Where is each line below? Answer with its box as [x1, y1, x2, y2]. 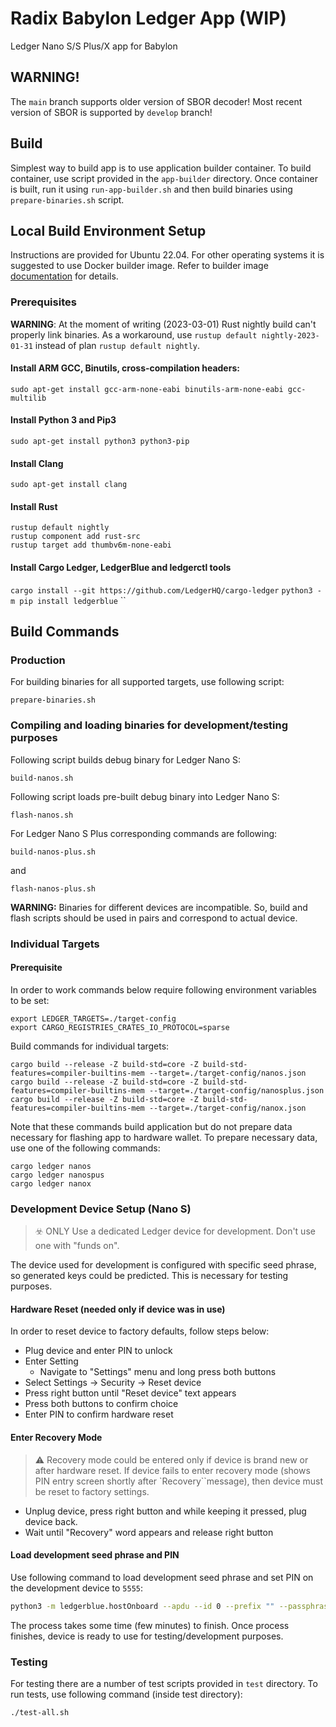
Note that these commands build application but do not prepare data [10, 1120, 293, 1132]
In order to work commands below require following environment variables [10, 983, 317, 996]
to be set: [10, 994, 50, 1006]
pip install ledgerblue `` [19, 594, 127, 606]
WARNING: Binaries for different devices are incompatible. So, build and [10, 901, 308, 913]
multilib [10, 393, 47, 403]
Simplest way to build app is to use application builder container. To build [10, 162, 312, 174]
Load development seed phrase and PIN [10, 1549, 180, 1561]
